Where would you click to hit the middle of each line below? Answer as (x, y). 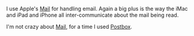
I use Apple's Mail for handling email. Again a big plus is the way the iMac (97, 9)
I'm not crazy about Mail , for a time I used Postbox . (69, 27)
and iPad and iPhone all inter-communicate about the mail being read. (92, 15)
